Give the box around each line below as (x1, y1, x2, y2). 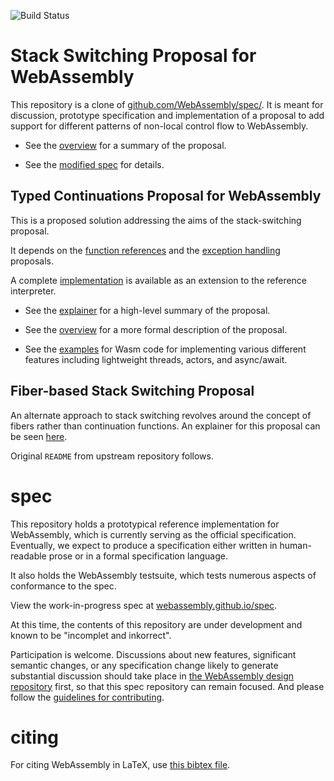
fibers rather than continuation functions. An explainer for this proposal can (10, 420, 321, 432)
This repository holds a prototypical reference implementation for (10, 518, 280, 530)
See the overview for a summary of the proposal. (24, 139, 227, 151)
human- (279, 539, 312, 551)
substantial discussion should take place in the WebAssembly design (10, 670, 295, 682)
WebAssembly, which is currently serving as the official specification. (10, 528, 297, 540)
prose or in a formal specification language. (48, 550, 228, 562)
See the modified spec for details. (24, 158, 165, 170)
